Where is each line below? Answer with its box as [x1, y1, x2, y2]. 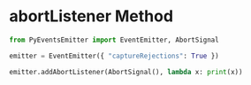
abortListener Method [9, 6, 174, 27]
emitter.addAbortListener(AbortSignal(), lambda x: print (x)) [9, 67, 243, 76]
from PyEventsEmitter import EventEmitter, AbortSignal [9, 35, 219, 44]
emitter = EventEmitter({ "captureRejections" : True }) [9, 51, 219, 60]
